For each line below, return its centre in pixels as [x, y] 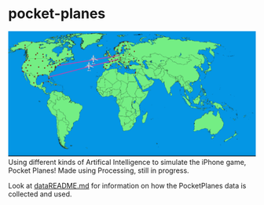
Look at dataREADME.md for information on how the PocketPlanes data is [127, 185]
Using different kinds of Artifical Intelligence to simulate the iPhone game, [127, 162]
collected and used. [40, 194]
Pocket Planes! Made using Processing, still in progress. [99, 170]
